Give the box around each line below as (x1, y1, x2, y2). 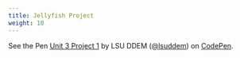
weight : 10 (8, 19, 45, 27)
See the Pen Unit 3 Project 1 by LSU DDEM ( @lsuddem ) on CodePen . (8, 41, 234, 50)
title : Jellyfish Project (8, 11, 94, 20)
